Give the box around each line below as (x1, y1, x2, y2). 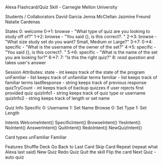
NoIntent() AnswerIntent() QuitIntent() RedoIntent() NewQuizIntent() (5, 125, 142, 131)
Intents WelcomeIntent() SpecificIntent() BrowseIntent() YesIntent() (5, 120, 141, 125)
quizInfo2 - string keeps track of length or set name (5, 95, 110, 101)
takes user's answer (5, 60, 46, 65)
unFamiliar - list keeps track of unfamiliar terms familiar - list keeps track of (5, 75, 158, 80)
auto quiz (5, 154, 24, 160)
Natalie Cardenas (5, 19, 40, 25)
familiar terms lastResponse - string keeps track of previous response (5, 80, 147, 85)
